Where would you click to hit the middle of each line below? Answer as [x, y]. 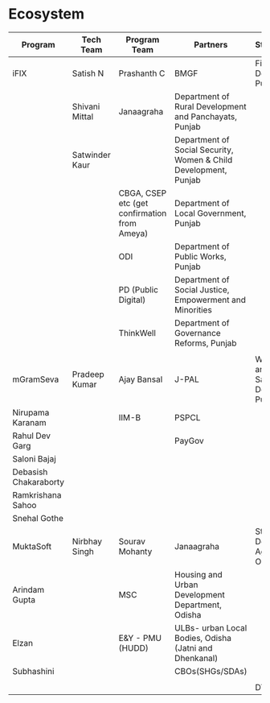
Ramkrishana [37, 494]
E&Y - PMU [140, 638]
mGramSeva [36, 379]
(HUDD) [133, 647]
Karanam [29, 422]
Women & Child [203, 159]
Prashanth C [142, 73]
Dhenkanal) [196, 658]
